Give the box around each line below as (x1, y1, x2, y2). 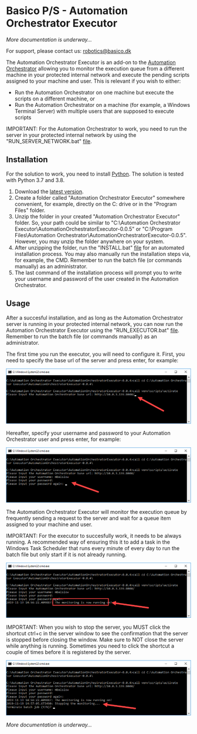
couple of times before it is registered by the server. (6, 648, 131, 655)
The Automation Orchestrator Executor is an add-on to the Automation (6, 59, 176, 66)
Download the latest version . (14, 188, 84, 195)
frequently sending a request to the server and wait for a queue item (6, 514, 171, 521)
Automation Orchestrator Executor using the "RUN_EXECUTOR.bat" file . (6, 326, 180, 334)
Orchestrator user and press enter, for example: (6, 436, 121, 443)
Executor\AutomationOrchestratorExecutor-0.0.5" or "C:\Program (14, 225, 173, 233)
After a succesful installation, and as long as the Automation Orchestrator (6, 314, 184, 321)
